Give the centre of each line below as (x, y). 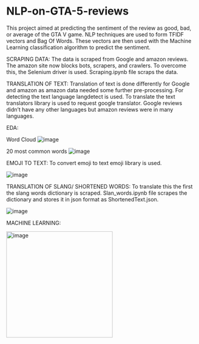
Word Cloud (21, 139)
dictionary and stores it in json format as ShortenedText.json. (83, 199)
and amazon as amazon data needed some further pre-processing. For (95, 90)
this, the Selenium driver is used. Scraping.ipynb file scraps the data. (92, 72)
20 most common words (37, 151)
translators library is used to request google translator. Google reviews (94, 103)
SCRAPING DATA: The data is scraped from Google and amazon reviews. (97, 59)
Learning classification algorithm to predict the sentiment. (78, 47)
